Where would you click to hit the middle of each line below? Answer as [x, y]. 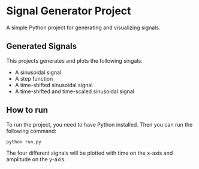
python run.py [24, 142]
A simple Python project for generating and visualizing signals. [83, 27]
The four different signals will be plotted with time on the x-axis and [90, 153]
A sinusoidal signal [38, 72]
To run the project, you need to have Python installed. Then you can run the [99, 124]
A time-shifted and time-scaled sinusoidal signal [75, 91]
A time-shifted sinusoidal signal [54, 85]
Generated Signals [41, 46]
